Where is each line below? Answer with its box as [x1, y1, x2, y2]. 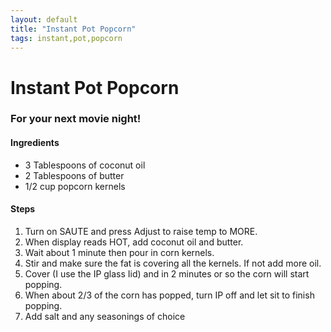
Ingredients [10, 137, 60, 149]
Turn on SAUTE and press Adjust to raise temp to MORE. [24, 225, 258, 237]
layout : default [10, 14, 78, 25]
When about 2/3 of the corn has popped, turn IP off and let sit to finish [24, 289, 315, 301]
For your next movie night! [10, 112, 142, 126]
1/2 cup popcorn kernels [24, 180, 126, 192]
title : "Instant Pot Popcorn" [10, 24, 137, 34]
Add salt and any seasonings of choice [24, 310, 186, 322]
